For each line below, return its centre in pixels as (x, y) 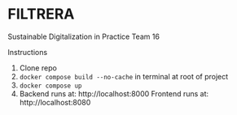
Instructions (28, 52)
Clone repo (38, 68)
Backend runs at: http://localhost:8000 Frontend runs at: (114, 93)
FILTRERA (41, 14)
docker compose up (50, 86)
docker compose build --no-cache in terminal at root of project (124, 76)
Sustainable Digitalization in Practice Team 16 (84, 36)
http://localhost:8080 (55, 102)
